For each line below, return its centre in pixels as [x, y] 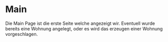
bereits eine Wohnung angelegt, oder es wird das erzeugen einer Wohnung [84, 28]
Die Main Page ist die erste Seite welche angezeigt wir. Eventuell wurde [80, 23]
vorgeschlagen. [22, 34]
